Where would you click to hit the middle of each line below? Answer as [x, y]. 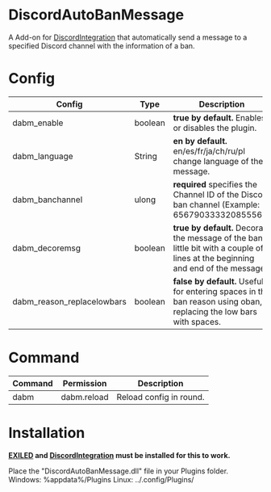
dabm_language [43, 156]
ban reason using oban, [217, 301]
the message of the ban [218, 238]
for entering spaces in [215, 291]
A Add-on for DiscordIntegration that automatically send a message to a [128, 37]
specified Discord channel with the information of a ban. [102, 45]
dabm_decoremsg [47, 248]
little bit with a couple [213, 248]
